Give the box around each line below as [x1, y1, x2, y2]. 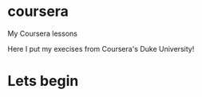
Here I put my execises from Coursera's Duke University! [7, 44, 195, 53]
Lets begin [7, 72, 79, 90]
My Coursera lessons [7, 29, 77, 38]
